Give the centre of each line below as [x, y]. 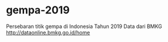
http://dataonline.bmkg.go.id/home [48, 32]
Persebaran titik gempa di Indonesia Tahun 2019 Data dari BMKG [84, 26]
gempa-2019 [38, 10]
